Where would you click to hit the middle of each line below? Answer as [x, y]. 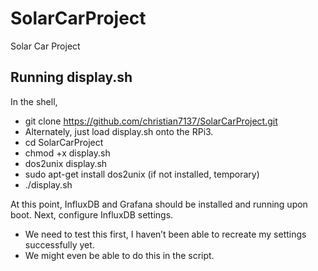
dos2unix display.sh [66, 163]
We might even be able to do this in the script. [119, 255]
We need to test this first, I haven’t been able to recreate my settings [165, 234]
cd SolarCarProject [64, 142]
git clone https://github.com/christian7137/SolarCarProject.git [151, 121]
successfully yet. [59, 244]
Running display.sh [71, 77]
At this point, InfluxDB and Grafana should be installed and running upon [159, 204]
